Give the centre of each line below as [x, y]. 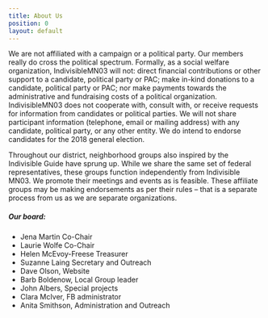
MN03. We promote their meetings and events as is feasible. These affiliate [133, 181]
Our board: [27, 216]
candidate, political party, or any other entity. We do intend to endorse [125, 131]
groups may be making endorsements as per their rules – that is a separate [133, 190]
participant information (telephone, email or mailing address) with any [124, 123]
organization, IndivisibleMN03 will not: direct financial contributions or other [134, 71]
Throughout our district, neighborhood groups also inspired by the [118, 155]
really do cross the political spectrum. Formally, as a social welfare [119, 62]
